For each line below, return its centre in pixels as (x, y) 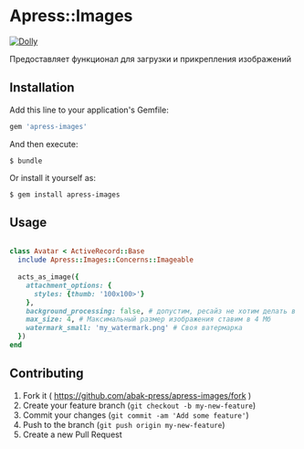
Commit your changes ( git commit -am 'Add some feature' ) (136, 415)
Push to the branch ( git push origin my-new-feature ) (124, 424)
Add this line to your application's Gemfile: (89, 110)
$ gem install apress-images (65, 194)
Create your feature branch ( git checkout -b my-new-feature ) (139, 405)
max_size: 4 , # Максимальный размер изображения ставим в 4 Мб (149, 320)
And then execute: (44, 144)
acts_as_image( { (48, 277)
